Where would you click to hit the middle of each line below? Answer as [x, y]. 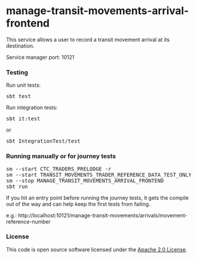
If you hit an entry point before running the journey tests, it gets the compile [97, 197]
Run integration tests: [32, 107]
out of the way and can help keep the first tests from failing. [78, 204]
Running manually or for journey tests [61, 156]
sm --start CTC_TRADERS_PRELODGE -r [59, 169]
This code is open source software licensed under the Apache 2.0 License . [97, 249]
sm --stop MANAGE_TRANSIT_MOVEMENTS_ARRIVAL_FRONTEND [85, 181]
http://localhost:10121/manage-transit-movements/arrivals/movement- [103, 215]
